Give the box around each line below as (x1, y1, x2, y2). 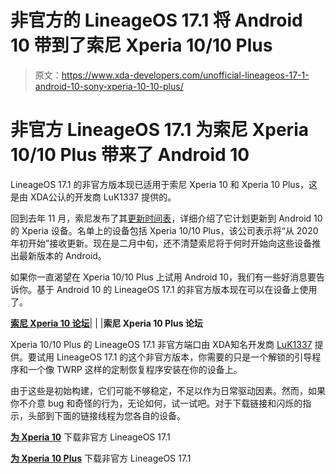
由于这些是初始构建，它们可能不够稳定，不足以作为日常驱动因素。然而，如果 (10, 384, 326, 396)
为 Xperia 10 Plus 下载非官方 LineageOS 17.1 (10, 452, 192, 464)
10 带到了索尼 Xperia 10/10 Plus (10, 34, 273, 57)
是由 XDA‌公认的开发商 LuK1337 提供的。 (10, 191, 177, 203)
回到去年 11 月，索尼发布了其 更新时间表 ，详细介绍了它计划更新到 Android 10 (10, 212, 323, 224)
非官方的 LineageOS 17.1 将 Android (10, 9, 303, 32)
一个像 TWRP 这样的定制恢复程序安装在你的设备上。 (27, 363, 243, 375)
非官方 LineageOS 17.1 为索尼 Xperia (10, 119, 309, 141)
